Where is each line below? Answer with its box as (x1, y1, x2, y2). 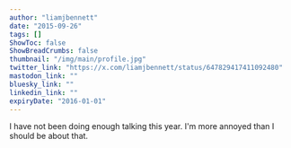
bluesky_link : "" (9, 80, 75, 89)
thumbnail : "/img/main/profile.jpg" (9, 55, 146, 64)
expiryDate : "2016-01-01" (9, 96, 106, 106)
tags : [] (9, 30, 42, 39)
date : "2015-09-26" (9, 22, 83, 30)
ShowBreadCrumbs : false (9, 47, 99, 56)
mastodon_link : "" (9, 72, 78, 81)
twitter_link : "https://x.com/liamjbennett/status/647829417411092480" (9, 64, 283, 73)
